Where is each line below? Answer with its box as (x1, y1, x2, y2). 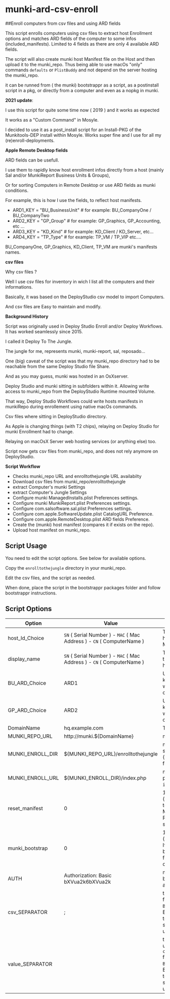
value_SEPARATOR (8, 961, 53, 968)
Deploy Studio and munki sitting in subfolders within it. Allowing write (5, 383, 149, 389)
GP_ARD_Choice (8, 706, 47, 713)
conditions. (5, 187, 29, 193)
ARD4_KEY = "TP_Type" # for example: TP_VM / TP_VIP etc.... (12, 234, 142, 240)
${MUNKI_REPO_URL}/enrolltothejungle (64, 750, 158, 757)
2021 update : (5, 97, 34, 103)
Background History (5, 313, 49, 319)
